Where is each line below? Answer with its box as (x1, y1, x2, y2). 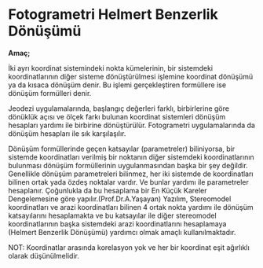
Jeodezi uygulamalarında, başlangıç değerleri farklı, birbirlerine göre (8, 104, 230, 113)
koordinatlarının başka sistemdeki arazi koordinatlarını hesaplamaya (8, 218, 227, 229)
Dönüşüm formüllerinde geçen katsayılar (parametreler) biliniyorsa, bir (8, 144, 236, 153)
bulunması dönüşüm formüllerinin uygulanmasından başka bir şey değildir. (8, 160, 249, 170)
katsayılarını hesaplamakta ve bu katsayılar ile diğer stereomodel (8, 211, 217, 220)
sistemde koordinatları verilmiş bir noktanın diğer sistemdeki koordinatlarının (8, 152, 254, 162)
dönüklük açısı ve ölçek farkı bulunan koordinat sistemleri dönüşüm (8, 112, 226, 121)
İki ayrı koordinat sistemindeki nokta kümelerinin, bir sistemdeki (8, 63, 214, 72)
